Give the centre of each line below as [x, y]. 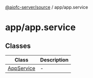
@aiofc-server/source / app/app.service [47, 7]
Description [54, 60]
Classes [18, 46]
